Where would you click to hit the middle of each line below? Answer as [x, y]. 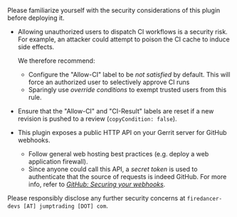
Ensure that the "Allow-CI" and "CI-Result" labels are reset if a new [116, 111]
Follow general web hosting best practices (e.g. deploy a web [118, 154]
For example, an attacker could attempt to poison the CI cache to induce [123, 39]
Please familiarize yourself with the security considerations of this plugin [114, 10]
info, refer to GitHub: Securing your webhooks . [97, 184]
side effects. [36, 47]
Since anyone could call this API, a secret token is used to [113, 169]
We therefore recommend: [56, 61]
